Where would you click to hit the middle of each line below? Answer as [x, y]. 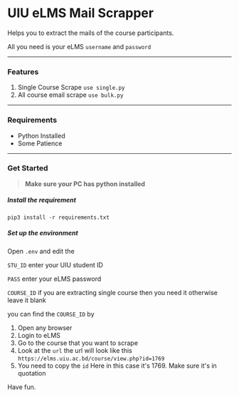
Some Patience [40, 143]
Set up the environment [43, 233]
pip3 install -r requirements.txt [59, 217]
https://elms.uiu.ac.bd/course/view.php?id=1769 [91, 359]
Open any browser [45, 328]
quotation [32, 373]
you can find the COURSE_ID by [51, 314]
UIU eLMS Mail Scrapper [81, 13]
